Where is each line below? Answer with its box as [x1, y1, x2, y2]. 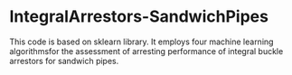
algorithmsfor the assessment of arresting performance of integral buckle [9, 45, 284, 56]
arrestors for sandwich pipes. [9, 55, 119, 66]
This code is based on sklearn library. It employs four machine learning [9, 36, 274, 47]
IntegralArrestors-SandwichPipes [9, 6, 269, 27]
